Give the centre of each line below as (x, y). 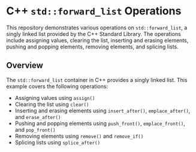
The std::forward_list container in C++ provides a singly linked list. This (97, 80)
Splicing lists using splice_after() (58, 142)
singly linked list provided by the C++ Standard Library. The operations (94, 34)
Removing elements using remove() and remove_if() (79, 136)
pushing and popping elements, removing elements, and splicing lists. (92, 47)
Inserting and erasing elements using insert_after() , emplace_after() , (102, 110)
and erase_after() (38, 117)
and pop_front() (35, 129)
